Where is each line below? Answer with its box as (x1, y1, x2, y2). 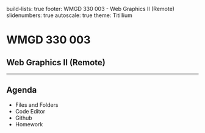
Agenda (6, 85, 37, 95)
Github (15, 114, 32, 121)
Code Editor (15, 107, 46, 115)
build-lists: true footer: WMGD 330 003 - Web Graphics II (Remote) (6, 5, 175, 12)
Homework (15, 120, 43, 128)
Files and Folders (15, 101, 59, 109)
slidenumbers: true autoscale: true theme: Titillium (6, 12, 132, 19)
